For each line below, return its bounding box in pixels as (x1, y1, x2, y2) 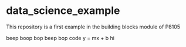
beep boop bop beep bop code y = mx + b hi (6, 34, 114, 41)
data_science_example (6, 4, 120, 17)
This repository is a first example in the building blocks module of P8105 (6, 23, 181, 30)
